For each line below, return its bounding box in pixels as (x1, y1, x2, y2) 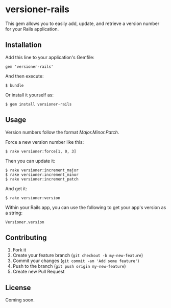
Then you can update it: (5, 158, 55, 164)
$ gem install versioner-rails (5, 101, 72, 107)
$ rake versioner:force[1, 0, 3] (5, 149, 77, 154)
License (5, 283, 31, 292)
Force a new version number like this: (5, 139, 84, 145)
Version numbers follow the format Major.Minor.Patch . (5, 129, 119, 135)
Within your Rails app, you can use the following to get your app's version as (5, 204, 166, 210)
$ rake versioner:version (5, 195, 60, 200)
